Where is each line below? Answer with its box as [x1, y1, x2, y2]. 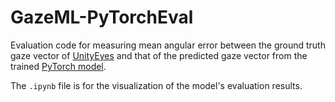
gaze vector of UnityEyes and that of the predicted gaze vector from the [10, 49, 308, 61]
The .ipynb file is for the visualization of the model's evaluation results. [10, 79, 303, 91]
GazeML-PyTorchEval [10, 6, 194, 29]
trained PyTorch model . [10, 60, 107, 72]
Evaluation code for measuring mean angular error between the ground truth [10, 39, 326, 51]
